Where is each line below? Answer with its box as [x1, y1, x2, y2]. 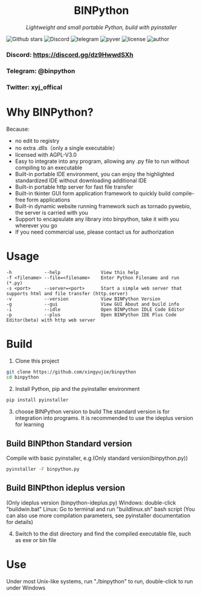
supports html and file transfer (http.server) [6, 290, 129, 296]
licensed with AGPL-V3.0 [14, 151, 77, 158]
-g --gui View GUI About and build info [6, 301, 180, 307]
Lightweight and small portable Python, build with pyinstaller [26, 24, 177, 31]
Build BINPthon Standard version [6, 438, 132, 448]
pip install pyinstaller [6, 397, 69, 403]
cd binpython [6, 375, 39, 381]
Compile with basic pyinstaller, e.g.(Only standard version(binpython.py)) [6, 454, 188, 462]
